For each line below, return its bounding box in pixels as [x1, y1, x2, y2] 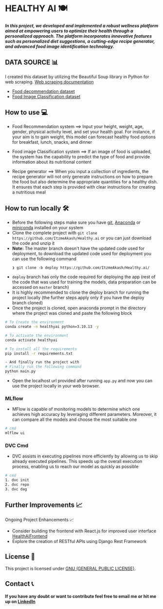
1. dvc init [5, 478, 29, 483]
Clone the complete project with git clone [12, 230, 97, 236]
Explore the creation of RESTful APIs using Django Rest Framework [12, 538, 147, 544]
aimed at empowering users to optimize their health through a [5, 28, 133, 34]
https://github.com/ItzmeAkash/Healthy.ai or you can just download [12, 235, 152, 241]
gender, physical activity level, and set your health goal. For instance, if [12, 129, 155, 135]
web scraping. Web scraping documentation [5, 79, 94, 85]
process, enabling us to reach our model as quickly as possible [12, 464, 139, 470]
